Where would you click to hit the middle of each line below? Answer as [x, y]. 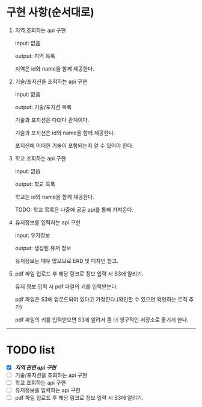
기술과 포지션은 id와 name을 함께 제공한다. [65, 133]
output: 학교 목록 [35, 184]
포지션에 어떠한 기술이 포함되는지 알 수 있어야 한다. [74, 145]
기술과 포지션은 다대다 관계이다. [52, 120]
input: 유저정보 [32, 235]
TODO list [31, 350]
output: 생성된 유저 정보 [43, 248]
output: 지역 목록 [35, 55]
